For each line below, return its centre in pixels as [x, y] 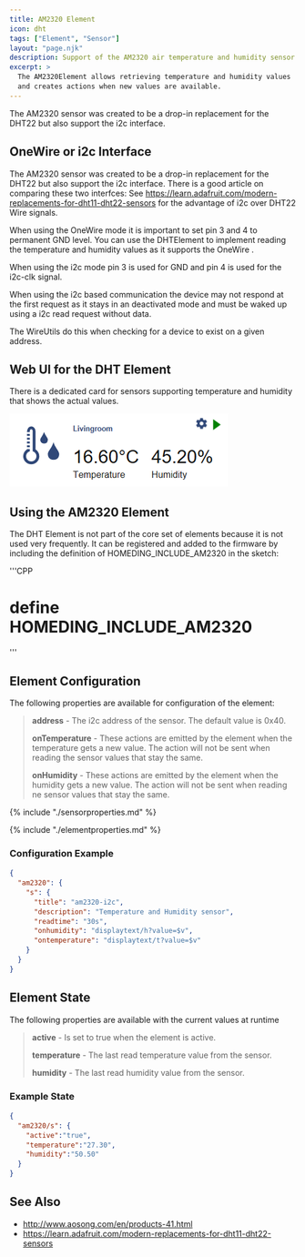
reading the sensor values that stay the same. [117, 757]
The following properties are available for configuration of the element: [142, 703]
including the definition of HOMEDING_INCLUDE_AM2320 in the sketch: [144, 553]
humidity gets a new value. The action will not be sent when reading [159, 785]
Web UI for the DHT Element [90, 369]
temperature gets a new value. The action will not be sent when [151, 747]
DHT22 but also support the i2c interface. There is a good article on [137, 183]
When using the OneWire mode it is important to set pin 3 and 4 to [133, 230]
